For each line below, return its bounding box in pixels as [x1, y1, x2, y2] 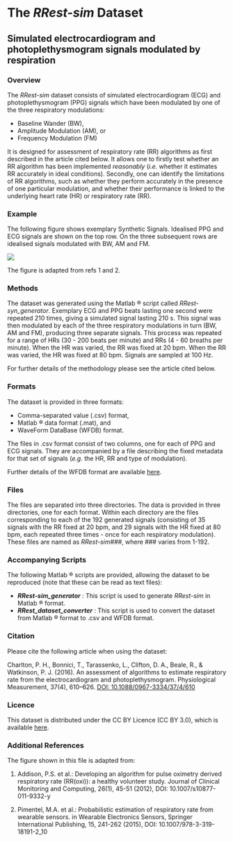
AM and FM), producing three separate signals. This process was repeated [7, 329, 222, 337]
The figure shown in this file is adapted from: [7, 756, 136, 765]
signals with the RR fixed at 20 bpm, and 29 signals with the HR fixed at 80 [7, 523, 221, 531]
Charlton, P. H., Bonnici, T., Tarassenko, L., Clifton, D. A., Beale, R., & [7, 661, 203, 669]
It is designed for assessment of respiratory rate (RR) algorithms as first [7, 147, 213, 156]
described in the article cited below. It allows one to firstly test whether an [7, 154, 219, 163]
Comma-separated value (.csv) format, [17, 411, 129, 419]
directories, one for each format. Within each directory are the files [7, 508, 199, 517]
